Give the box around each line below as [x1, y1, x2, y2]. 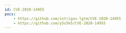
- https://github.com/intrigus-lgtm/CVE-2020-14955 [13, 16, 121, 21]
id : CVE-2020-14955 [4, 7, 45, 12]
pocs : [4, 12, 16, 16]
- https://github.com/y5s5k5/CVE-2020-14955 [13, 20, 106, 26]
